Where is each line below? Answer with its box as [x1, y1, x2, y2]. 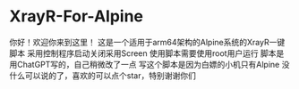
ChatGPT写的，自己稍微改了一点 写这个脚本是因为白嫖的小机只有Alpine [16, 59, 280, 69]
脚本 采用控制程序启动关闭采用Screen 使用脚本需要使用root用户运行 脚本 [9, 47, 277, 59]
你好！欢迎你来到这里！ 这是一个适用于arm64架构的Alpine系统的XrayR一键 [9, 36, 286, 47]
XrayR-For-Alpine [9, 6, 144, 27]
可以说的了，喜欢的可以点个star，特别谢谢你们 [24, 69, 197, 81]
